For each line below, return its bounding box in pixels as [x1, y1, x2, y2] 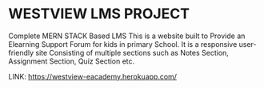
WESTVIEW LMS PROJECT [8, 5, 190, 23]
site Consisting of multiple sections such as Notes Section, [35, 48, 230, 57]
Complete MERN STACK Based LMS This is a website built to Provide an [8, 31, 246, 41]
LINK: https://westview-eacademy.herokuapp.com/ [8, 72, 178, 81]
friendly [8, 48, 34, 57]
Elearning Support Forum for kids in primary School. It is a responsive [8, 39, 238, 48]
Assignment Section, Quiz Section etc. [8, 56, 135, 66]
